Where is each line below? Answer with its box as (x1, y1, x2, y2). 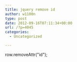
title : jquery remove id (5, 7, 55, 12)
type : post (5, 16, 27, 21)
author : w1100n (5, 12, 36, 16)
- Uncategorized (9, 34, 42, 39)
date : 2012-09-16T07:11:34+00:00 (5, 20, 73, 26)
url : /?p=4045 (5, 25, 34, 30)
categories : (5, 30, 29, 34)
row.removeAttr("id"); (5, 51, 47, 57)
